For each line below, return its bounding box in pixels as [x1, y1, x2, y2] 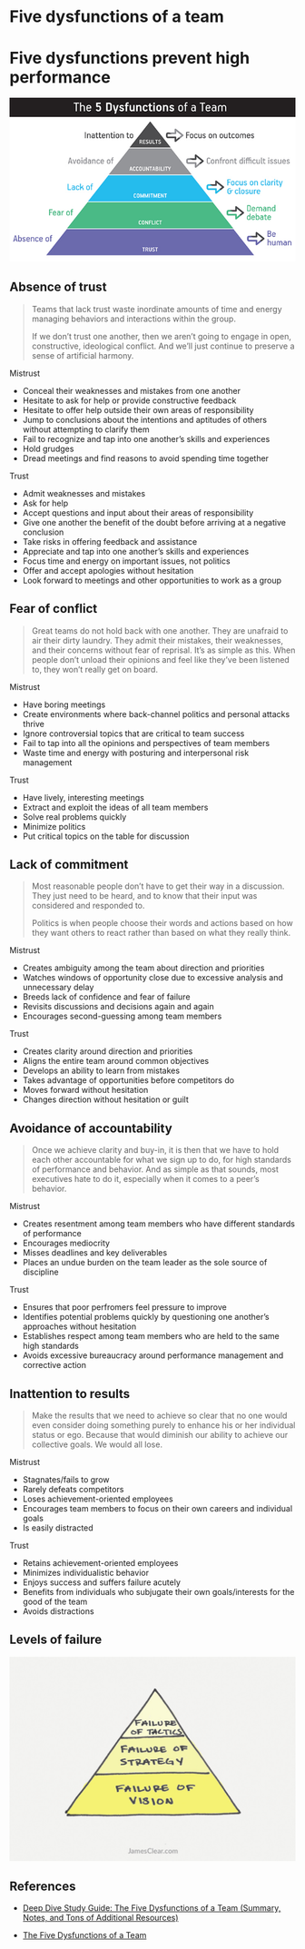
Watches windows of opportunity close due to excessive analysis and [22, 972, 284, 983]
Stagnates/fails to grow [22, 1474, 110, 1485]
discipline [22, 1266, 59, 1277]
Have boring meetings [22, 699, 106, 710]
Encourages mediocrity [22, 1237, 111, 1249]
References [9, 1878, 76, 1894]
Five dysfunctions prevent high [9, 48, 251, 69]
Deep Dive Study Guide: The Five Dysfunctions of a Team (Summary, [22, 1903, 281, 1914]
